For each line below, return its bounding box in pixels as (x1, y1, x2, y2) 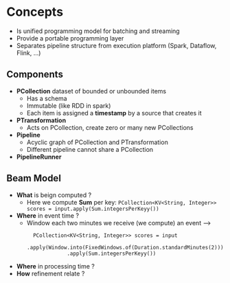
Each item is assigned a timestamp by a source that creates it (26, 109, 202, 117)
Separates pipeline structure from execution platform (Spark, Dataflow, (16, 41, 217, 49)
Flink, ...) (16, 49, 41, 57)
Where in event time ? (16, 211, 80, 220)
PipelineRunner (16, 152, 62, 161)
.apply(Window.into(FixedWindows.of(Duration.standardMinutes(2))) (26, 244, 224, 251)
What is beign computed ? (16, 190, 92, 199)
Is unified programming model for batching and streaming (16, 27, 180, 35)
